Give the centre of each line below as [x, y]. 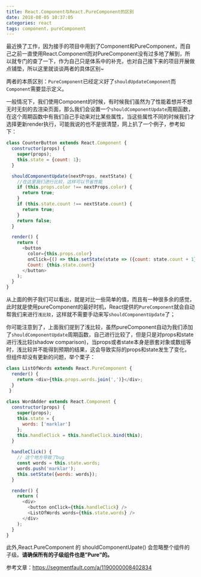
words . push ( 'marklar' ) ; [47, 469]
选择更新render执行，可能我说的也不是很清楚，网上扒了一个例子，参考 [93, 124]
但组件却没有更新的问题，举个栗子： [51, 357]
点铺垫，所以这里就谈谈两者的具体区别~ [55, 69]
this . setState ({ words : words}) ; [57, 474]
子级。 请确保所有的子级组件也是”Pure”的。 [60, 555]
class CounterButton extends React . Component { [67, 143]
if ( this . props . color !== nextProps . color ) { [75, 187]
